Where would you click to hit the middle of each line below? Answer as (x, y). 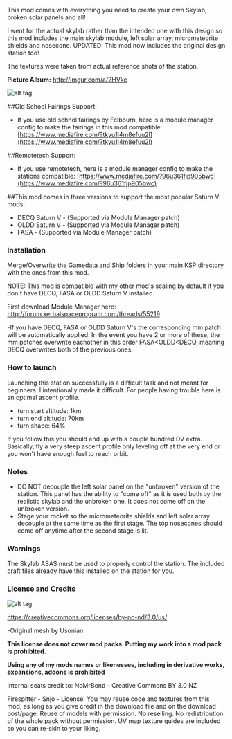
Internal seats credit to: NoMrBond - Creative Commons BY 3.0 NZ (102, 686)
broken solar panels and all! (47, 17)
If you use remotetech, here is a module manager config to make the (115, 168)
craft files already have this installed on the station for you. (91, 571)
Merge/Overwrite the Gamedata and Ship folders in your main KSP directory (115, 265)
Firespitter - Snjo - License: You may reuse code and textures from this (108, 699)
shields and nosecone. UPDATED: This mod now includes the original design (116, 45)
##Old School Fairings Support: (52, 106)
